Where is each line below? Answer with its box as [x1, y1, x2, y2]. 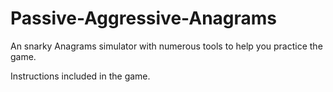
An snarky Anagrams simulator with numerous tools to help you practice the [10, 40, 323, 52]
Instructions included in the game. [10, 70, 151, 82]
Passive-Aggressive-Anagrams [10, 7, 278, 30]
